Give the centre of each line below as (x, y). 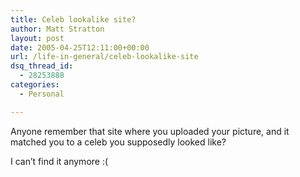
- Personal (42, 94)
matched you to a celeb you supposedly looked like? (118, 142)
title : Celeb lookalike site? (73, 19)
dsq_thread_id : (42, 66)
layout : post (37, 38)
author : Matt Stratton (57, 29)
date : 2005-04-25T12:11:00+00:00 (80, 47)
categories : (35, 85)
